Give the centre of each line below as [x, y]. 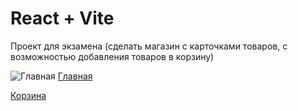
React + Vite [62, 18]
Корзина [28, 95]
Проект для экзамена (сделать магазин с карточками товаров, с [149, 46]
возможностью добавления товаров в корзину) [112, 56]
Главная [75, 76]
